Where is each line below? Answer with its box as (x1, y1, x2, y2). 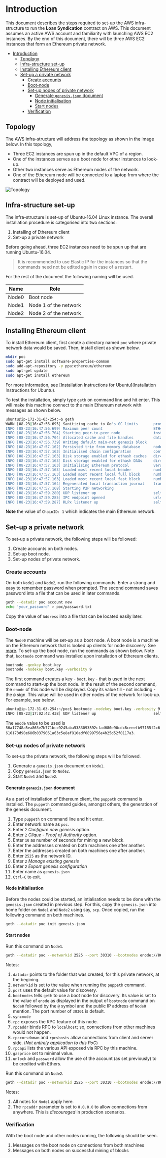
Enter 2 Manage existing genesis (12, 858, 79, 864)
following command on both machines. (5, 912, 85, 918)
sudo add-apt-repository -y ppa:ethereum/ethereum (5, 364, 112, 369)
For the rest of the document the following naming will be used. (5, 273, 134, 279)
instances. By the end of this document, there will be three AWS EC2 (5, 36, 145, 42)
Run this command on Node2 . (5, 1070, 64, 1076)
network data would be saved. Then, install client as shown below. (5, 345, 140, 351)
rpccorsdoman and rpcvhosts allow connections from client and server (12, 1034, 154, 1040)
